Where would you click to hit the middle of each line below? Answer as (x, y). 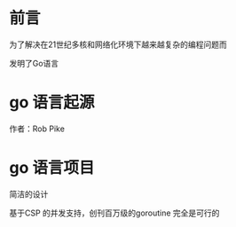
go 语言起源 (52, 102)
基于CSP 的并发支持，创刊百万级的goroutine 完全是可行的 (114, 213)
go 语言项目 (52, 168)
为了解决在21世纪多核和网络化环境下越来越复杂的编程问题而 (118, 44)
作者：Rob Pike (37, 129)
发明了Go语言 (34, 63)
